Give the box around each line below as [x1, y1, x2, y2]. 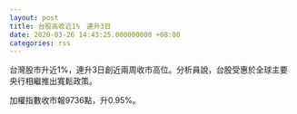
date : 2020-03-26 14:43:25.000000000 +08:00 [9, 30, 181, 39]
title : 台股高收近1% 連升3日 [9, 22, 112, 31]
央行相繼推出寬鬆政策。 [9, 76, 97, 87]
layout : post [9, 13, 59, 23]
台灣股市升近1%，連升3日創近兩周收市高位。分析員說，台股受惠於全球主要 [9, 64, 289, 75]
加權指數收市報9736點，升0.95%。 [9, 95, 141, 106]
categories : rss [9, 38, 71, 48]
